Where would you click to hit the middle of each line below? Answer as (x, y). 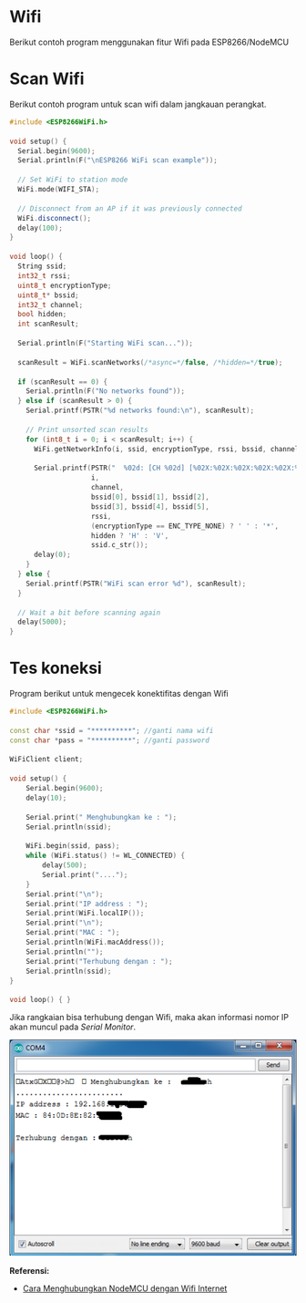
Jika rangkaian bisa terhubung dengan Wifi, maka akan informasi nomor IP (149, 1018)
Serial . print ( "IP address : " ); (87, 904)
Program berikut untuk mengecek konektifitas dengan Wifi (119, 694)
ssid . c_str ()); (119, 545)
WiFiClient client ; (46, 760)
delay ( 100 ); (41, 228)
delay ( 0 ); (52, 555)
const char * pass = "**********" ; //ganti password (109, 740)
